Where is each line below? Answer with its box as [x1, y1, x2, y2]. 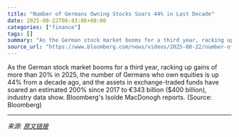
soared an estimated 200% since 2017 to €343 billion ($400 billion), [7, 86, 208, 94]
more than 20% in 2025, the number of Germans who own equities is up [7, 70, 219, 79]
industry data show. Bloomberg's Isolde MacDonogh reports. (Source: [7, 93, 212, 102]
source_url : [7, 43, 43, 50]
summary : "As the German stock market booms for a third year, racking [7, 37, 224, 44]
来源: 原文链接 [7, 122, 48, 130]
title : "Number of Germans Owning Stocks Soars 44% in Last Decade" [7, 10, 215, 18]
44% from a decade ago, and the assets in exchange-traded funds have [7, 78, 219, 86]
